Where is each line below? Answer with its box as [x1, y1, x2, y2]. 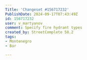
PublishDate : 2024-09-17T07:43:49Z [5, 12, 78, 17]
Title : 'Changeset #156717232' [5, 7, 69, 12]
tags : [5, 35, 16, 40]
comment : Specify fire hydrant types [5, 25, 83, 30]
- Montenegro [5, 39, 32, 44]
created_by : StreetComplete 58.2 [5, 30, 74, 35]
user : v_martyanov [5, 20, 43, 26]
